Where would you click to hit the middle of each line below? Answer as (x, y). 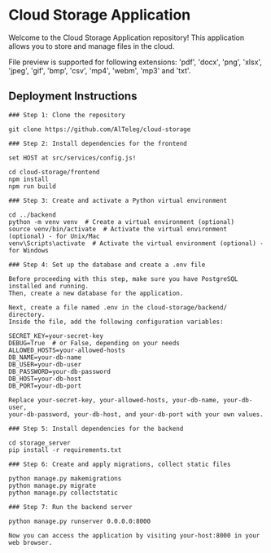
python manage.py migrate (52, 485)
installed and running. (49, 286)
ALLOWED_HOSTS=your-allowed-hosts (67, 350)
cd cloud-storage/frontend (54, 172)
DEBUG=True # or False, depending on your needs (94, 343)
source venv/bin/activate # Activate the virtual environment (118, 229)
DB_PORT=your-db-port (45, 386)
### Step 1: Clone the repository (67, 115)
